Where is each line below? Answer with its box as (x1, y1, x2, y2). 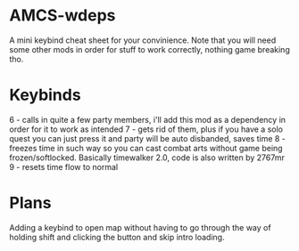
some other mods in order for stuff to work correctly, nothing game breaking (9, 44, 290, 54)
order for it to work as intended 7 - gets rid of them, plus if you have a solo (9, 124, 284, 134)
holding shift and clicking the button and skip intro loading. (9, 231, 225, 242)
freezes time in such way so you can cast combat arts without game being (9, 142, 283, 153)
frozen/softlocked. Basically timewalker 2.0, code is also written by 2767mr (9, 152, 286, 163)
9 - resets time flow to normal (9, 161, 119, 172)
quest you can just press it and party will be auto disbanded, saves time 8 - (9, 133, 286, 143)
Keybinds (9, 85, 82, 105)
